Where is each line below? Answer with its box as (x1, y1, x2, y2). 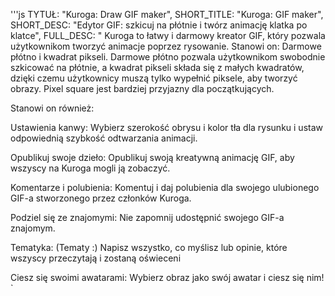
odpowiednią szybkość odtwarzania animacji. (10, 132, 198, 144)
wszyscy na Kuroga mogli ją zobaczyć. (10, 162, 171, 174)
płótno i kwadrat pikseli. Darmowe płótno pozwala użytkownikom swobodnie (10, 51, 326, 63)
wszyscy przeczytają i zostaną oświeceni (10, 252, 182, 264)
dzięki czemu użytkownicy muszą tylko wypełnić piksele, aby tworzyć (10, 72, 298, 84)
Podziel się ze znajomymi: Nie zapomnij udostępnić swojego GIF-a (10, 212, 285, 223)
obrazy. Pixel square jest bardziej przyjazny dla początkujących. (10, 83, 275, 94)
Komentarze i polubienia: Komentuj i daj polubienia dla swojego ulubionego (10, 182, 320, 193)
